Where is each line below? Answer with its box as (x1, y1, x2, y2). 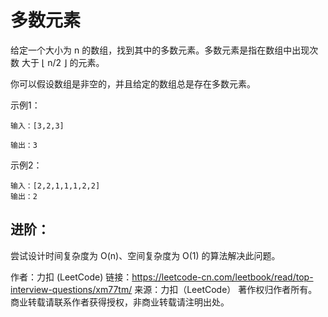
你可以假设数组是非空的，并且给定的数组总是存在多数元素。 (10, 77, 256, 90)
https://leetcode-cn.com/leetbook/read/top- (131, 271, 314, 283)
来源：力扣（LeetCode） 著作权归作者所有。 (134, 283, 318, 295)
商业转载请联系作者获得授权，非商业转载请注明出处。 (10, 296, 230, 308)
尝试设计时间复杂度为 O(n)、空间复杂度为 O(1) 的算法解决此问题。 (10, 249, 281, 261)
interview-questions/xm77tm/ (10, 283, 133, 295)
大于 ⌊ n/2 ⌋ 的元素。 (21, 56, 105, 68)
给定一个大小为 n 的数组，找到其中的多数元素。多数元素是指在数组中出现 (10, 44, 310, 56)
